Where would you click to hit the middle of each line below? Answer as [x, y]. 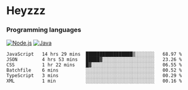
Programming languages [44, 30]
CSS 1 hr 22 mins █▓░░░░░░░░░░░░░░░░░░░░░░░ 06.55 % [94, 65]
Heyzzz [26, 11]
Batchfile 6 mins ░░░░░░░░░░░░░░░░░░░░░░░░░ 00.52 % [94, 70]
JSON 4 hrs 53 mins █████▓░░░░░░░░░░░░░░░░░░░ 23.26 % [94, 60]
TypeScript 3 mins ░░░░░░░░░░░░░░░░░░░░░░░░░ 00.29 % [94, 76]
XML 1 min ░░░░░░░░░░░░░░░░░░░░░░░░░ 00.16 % [94, 81]
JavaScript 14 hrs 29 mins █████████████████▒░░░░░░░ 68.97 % [94, 54]
